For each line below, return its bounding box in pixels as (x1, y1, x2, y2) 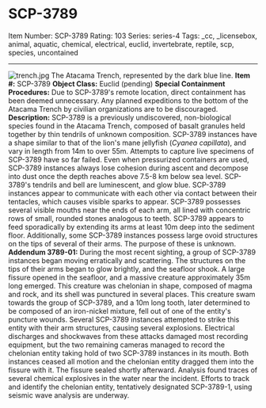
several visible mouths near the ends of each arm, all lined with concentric (8, 205, 251, 215)
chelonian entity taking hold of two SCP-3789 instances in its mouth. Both (8, 348, 249, 357)
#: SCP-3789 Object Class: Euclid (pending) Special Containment (8, 78, 226, 88)
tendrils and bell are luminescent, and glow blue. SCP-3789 (32, 180, 226, 189)
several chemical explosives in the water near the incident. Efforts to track (8, 373, 250, 383)
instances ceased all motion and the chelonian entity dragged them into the (8, 357, 255, 366)
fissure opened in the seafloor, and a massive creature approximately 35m (8, 273, 251, 282)
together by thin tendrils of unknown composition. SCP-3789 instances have (8, 129, 257, 139)
